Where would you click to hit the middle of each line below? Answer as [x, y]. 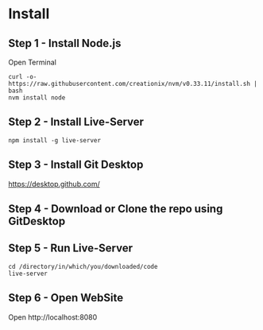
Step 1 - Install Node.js [65, 43]
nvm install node [37, 98]
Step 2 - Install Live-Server [76, 122]
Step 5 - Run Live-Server [71, 248]
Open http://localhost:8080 [53, 317]
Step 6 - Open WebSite [66, 298]
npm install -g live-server [55, 140]
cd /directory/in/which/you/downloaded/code [83, 266]
